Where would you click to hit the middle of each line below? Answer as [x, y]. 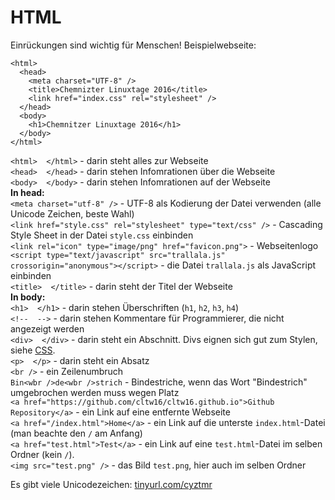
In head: [27, 192]
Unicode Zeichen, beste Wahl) [72, 213]
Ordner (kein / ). [42, 454]
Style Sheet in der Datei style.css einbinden [102, 235]
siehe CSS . [33, 350]
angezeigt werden [47, 328]
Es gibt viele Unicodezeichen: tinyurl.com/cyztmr [111, 484]
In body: [28, 297]
